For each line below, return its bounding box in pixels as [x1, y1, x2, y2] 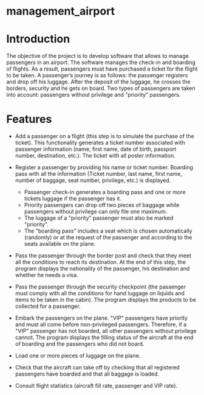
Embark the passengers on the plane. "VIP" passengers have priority [15, 315, 188, 322]
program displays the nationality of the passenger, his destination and [15, 265, 190, 272]
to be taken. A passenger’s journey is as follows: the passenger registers [6, 72, 188, 79]
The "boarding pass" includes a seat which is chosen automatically [24, 227, 192, 235]
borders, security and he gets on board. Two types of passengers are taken [6, 85, 195, 92]
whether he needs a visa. [15, 271, 79, 279]
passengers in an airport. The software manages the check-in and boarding [6, 59, 195, 66]
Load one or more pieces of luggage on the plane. [15, 352, 141, 360]
